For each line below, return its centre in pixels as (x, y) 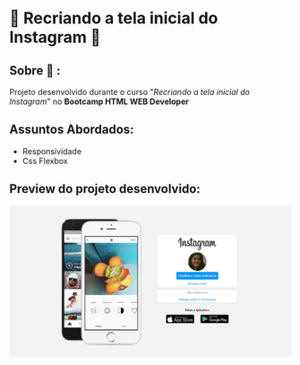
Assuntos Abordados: (72, 130)
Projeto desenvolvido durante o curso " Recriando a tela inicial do (130, 92)
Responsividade (52, 151)
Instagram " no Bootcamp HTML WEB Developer (99, 101)
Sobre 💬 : (35, 70)
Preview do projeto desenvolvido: (105, 189)
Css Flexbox (45, 161)
